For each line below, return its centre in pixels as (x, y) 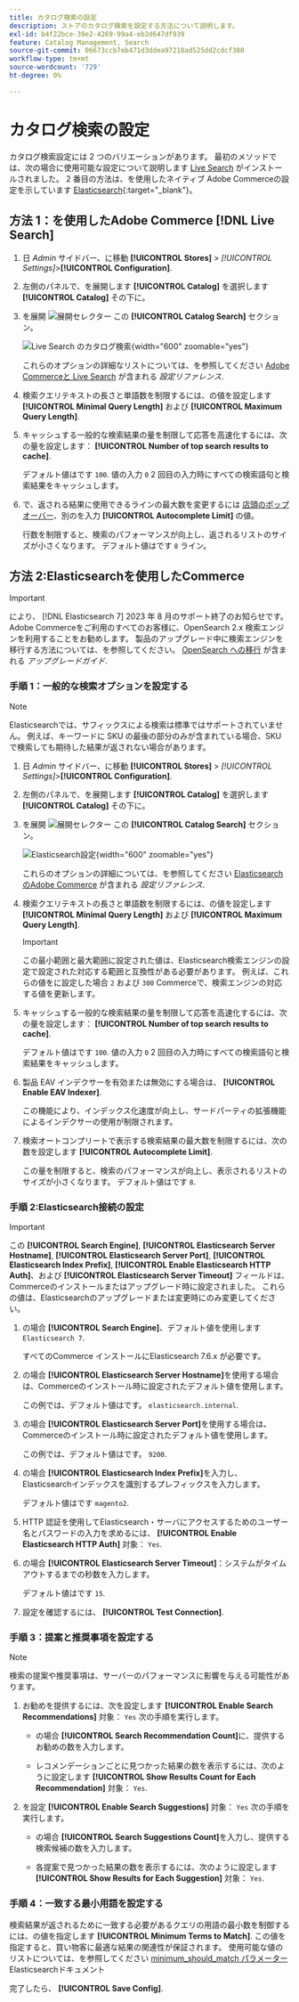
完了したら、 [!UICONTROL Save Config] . (86, 1988)
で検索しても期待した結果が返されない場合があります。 (110, 747)
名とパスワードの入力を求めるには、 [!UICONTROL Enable (129, 1533)
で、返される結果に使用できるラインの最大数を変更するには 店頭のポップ (155, 504)
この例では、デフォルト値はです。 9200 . (94, 1453)
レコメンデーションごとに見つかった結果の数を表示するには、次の (156, 1766)
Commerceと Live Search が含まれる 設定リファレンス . (123, 376)
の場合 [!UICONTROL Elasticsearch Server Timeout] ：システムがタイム (154, 1563)
